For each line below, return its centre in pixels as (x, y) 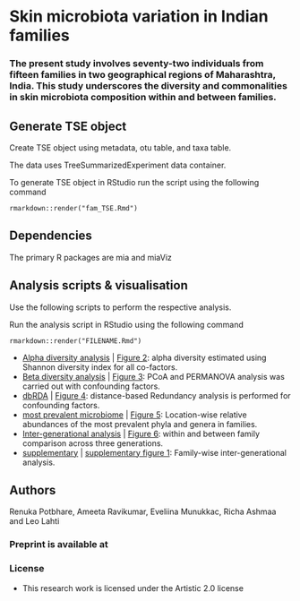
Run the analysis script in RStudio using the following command (127, 324)
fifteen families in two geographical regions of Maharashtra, (142, 75)
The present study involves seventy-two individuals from (137, 64)
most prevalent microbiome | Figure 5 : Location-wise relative (135, 415)
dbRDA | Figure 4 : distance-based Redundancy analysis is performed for (156, 395)
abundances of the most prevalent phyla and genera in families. (140, 424)
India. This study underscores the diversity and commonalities (149, 86)
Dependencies (51, 236)
